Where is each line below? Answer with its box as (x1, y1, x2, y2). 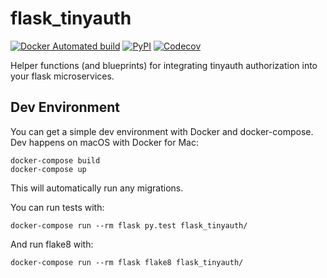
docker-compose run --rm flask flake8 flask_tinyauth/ (10, 257, 244, 267)
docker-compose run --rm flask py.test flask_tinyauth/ (10, 220, 248, 231)
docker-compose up (10, 164, 87, 174)
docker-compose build (10, 155, 101, 166)
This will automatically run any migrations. (10, 182, 184, 194)
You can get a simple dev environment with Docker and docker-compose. (10, 125, 314, 137)
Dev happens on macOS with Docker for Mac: (10, 136, 199, 148)
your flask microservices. (10, 70, 115, 82)
